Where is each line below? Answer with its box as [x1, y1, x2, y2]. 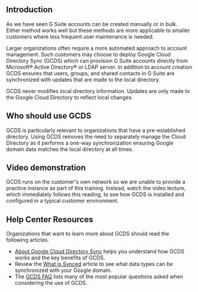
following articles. [6, 236, 50, 243]
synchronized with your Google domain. [14, 267, 112, 274]
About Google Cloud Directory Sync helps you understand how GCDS [14, 248, 184, 255]
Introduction [6, 5, 53, 15]
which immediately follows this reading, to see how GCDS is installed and [6, 191, 184, 198]
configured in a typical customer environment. [6, 197, 119, 204]
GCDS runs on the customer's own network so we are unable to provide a [6, 178, 186, 185]
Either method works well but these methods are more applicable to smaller [6, 27, 190, 34]
